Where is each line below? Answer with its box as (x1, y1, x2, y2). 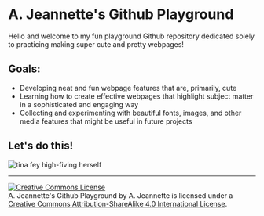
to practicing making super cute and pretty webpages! (8, 39, 185, 49)
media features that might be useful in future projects (19, 116, 192, 126)
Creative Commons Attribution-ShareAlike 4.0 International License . (8, 199, 228, 208)
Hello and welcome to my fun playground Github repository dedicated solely (8, 31, 255, 41)
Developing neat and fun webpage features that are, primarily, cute (19, 83, 237, 92)
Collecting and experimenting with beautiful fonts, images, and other (19, 108, 242, 117)
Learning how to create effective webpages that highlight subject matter (19, 92, 254, 101)
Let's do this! (8, 139, 74, 153)
